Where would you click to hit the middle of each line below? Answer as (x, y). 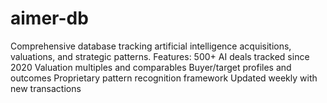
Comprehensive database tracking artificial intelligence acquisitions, (151, 46)
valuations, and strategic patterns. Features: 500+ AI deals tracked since (160, 56)
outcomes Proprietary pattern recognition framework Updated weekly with (164, 78)
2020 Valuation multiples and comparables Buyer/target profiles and (151, 67)
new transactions (46, 88)
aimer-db (49, 18)
